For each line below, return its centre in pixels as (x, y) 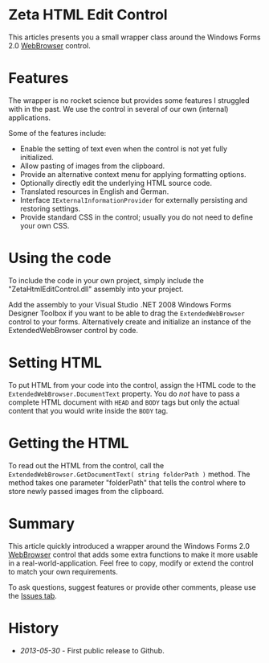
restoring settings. (50, 208)
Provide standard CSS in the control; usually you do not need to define (137, 217)
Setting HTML (55, 363)
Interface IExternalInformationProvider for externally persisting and (133, 200)
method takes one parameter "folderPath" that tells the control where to (127, 482)
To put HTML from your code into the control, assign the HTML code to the (132, 385)
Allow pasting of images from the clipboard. (92, 166)
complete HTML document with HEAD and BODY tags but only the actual (124, 402)
